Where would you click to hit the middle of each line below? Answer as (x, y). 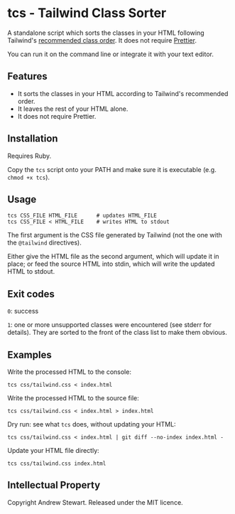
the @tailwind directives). (44, 242)
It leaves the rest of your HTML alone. (73, 109)
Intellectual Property (54, 485)
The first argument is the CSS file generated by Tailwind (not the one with (115, 235)
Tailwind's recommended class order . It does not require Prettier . (102, 40)
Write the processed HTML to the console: (69, 372)
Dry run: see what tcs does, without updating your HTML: (92, 424)
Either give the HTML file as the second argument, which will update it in (113, 257)
